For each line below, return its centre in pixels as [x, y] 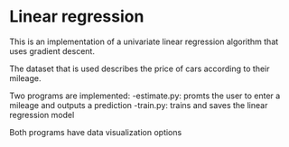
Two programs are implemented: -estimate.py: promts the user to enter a [145, 96]
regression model [42, 115]
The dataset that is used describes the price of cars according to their [140, 69]
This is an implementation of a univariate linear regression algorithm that [144, 41]
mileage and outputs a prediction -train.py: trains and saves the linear [139, 105]
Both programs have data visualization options [96, 132]
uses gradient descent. [52, 51]
